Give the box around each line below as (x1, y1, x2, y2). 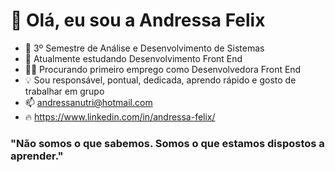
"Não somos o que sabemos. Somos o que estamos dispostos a (10, 136, 325, 150)
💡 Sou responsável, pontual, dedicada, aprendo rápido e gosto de (24, 74, 297, 86)
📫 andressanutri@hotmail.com (24, 96, 153, 108)
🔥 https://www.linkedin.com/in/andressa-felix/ (24, 110, 216, 123)
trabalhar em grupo (24, 85, 105, 97)
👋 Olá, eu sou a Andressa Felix (10, 9, 266, 32)
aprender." (10, 149, 64, 163)
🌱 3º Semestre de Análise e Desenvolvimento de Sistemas (24, 42, 265, 54)
